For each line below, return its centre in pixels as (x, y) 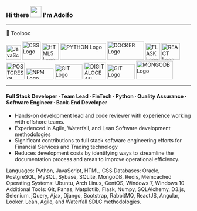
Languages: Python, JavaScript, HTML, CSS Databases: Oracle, (83, 171)
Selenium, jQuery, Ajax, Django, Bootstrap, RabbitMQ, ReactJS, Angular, (93, 195)
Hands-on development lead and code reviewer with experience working (103, 115)
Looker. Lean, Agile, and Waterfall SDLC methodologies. (74, 202)
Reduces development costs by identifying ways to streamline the (94, 153)
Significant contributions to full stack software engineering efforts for (98, 140)
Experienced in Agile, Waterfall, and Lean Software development (92, 128)
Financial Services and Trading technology (66, 147)
